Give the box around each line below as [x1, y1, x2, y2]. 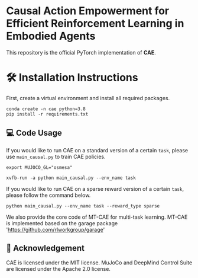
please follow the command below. [6, 191, 91, 199]
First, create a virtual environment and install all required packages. [6, 94, 170, 101]
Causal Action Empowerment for [6, 4, 170, 18]
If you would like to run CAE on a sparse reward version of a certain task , [6, 185, 184, 192]
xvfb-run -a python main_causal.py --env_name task [6, 175, 136, 181]
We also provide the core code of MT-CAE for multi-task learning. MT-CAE [6, 213, 188, 221]
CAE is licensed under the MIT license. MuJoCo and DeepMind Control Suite [6, 259, 193, 266]
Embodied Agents [6, 30, 96, 43]
